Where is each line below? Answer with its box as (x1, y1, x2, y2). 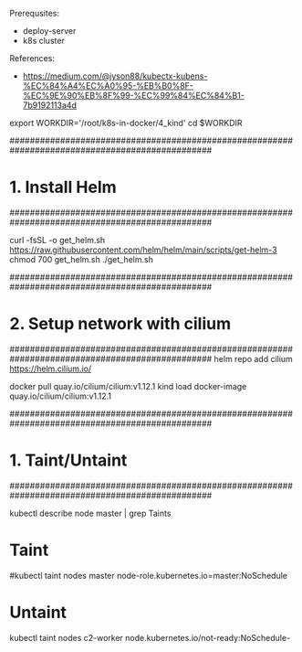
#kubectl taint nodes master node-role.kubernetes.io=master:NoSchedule (9, 570, 287, 581)
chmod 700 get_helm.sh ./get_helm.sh (9, 253, 153, 264)
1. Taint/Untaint (9, 450, 128, 471)
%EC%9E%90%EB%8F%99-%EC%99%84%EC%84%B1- (22, 91, 245, 101)
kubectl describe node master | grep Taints (9, 508, 172, 518)
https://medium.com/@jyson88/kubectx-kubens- (22, 70, 208, 81)
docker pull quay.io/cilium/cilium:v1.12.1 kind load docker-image (9, 380, 247, 391)
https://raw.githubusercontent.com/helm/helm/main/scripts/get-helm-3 (9, 244, 277, 255)
